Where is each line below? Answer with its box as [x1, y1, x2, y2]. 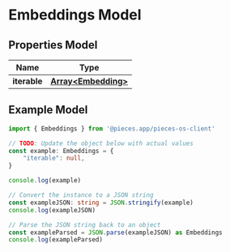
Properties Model [8, 38, 98, 52]
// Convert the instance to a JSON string [8, 191, 154, 199]
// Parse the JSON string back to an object [8, 220, 161, 229]
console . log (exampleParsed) [8, 236, 104, 244]
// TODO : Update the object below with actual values [8, 139, 194, 147]
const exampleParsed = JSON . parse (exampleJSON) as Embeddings [8, 229, 223, 237]
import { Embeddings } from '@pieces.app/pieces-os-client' [8, 124, 216, 133]
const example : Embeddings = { [8, 147, 114, 155]
